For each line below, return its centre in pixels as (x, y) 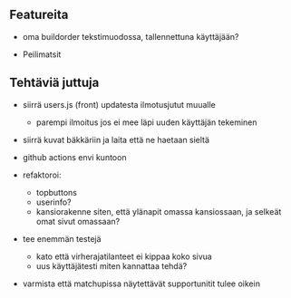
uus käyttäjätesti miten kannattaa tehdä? (112, 265)
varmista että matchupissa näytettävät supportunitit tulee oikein (141, 284)
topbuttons (56, 192)
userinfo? (53, 202)
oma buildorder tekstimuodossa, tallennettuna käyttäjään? (131, 36)
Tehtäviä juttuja (54, 83)
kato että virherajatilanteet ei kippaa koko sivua (124, 256)
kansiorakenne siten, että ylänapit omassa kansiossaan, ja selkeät (159, 211)
